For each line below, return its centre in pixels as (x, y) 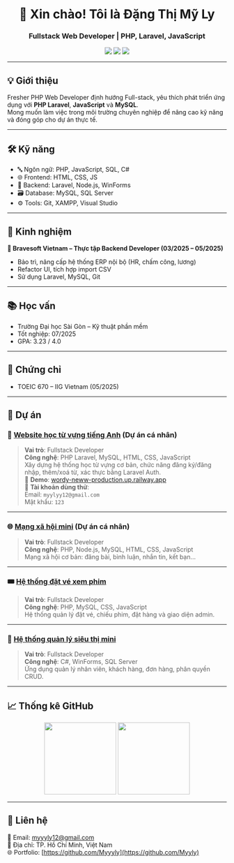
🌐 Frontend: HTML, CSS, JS (57, 177)
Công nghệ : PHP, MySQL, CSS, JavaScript (86, 607)
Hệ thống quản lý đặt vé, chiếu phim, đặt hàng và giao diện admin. (119, 614)
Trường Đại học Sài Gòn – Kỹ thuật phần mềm (83, 326)
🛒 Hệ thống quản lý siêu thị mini (62, 639)
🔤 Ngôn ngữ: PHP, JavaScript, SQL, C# (73, 170)
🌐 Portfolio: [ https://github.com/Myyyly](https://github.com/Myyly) (103, 852)
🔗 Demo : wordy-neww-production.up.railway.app (95, 480)
